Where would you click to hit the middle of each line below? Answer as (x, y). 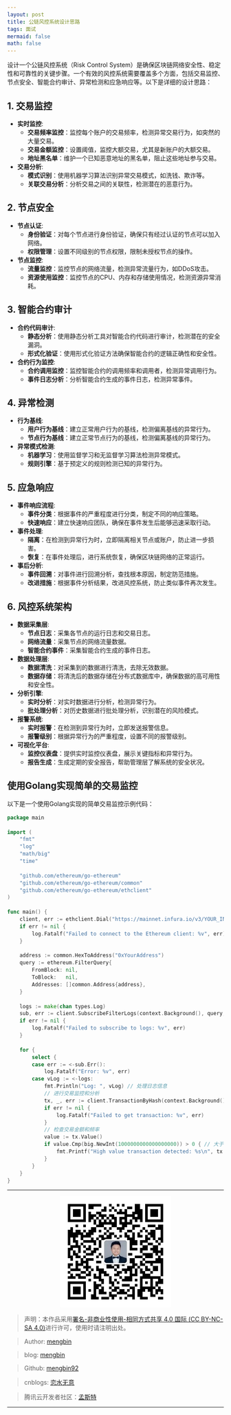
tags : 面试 (22, 29)
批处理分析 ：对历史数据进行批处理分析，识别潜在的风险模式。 (115, 710)
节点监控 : (30, 260)
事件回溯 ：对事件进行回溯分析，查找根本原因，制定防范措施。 (115, 574)
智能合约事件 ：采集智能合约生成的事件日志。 (91, 650)
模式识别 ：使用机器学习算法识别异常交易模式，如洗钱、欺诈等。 (118, 175)
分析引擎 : (30, 693)
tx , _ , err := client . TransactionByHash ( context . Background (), (136, 1100)
